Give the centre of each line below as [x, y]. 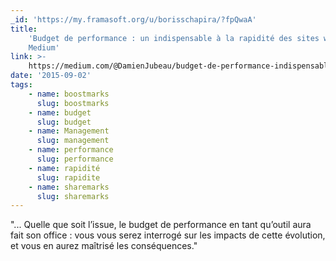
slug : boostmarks [73, 103]
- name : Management [69, 131]
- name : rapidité [64, 168]
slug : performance [75, 159]
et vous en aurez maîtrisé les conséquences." [104, 246]
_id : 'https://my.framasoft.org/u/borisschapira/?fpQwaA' [133, 19]
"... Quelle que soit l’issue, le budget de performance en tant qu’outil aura [161, 225]
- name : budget [60, 112]
